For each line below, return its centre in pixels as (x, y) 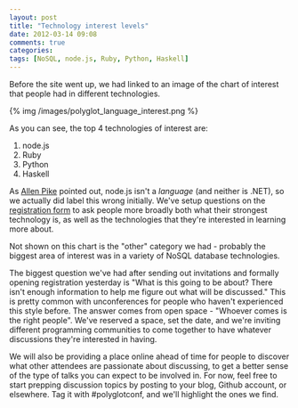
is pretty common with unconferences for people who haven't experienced (146, 301)
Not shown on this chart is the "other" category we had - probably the (138, 246)
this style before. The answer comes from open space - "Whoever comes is (148, 311)
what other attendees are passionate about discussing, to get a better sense (149, 366)
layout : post (33, 17)
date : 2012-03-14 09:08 (53, 34)
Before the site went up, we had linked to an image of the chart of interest (144, 84)
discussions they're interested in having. (83, 339)
